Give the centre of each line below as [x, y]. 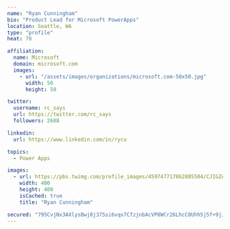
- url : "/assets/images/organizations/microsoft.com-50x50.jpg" [113, 77]
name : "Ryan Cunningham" [42, 13]
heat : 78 [20, 39]
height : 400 [36, 189]
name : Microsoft [36, 58]
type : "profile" [30, 32]
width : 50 [39, 83]
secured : [20, 215]
